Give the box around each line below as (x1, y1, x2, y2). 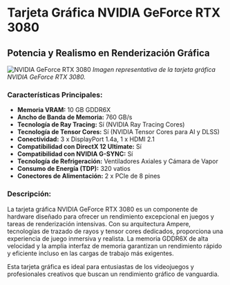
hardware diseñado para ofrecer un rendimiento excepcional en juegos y (7, 212, 214, 221)
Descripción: (7, 189, 52, 199)
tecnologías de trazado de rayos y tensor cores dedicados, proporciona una (7, 227, 223, 235)
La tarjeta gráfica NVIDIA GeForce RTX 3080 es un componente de (7, 205, 198, 213)
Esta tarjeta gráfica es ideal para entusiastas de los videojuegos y (7, 262, 195, 270)
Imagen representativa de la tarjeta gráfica (92, 66, 216, 73)
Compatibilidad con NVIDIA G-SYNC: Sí (17, 150, 133, 158)
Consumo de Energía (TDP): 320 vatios (17, 165, 131, 173)
